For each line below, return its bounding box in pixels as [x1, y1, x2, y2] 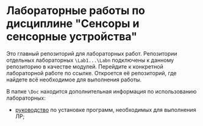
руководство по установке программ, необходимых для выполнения [15, 106, 196, 113]
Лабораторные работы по [6, 4, 145, 18]
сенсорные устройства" [6, 30, 137, 43]
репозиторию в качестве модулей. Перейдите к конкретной [6, 62, 163, 70]
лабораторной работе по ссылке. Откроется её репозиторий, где [6, 69, 177, 76]
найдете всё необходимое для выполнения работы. [6, 76, 142, 83]
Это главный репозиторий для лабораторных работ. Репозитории [6, 50, 178, 57]
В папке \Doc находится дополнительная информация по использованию [6, 87, 197, 95]
